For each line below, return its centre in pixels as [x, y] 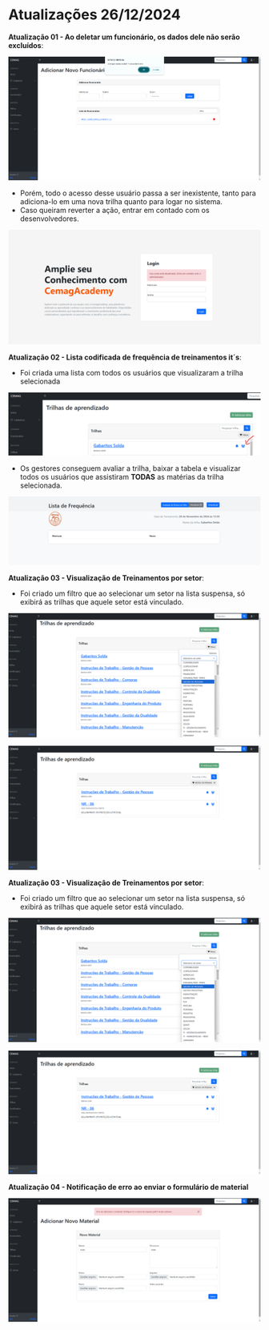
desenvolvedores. [49, 219]
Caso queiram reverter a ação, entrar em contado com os [114, 210]
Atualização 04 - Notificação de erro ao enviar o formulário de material [128, 1187]
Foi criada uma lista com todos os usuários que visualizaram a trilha [132, 373]
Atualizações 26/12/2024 [95, 15]
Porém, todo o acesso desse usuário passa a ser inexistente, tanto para [138, 193]
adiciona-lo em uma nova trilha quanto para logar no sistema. [121, 201]
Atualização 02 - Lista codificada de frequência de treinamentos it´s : [125, 357]
